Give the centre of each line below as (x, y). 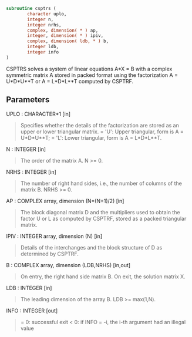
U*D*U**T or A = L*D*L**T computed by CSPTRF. (70, 81)
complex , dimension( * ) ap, (63, 30)
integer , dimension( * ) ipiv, (65, 36)
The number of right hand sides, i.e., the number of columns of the (101, 183)
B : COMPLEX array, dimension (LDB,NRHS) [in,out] (68, 265)
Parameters (28, 100)
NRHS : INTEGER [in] (31, 172)
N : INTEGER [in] (26, 149)
